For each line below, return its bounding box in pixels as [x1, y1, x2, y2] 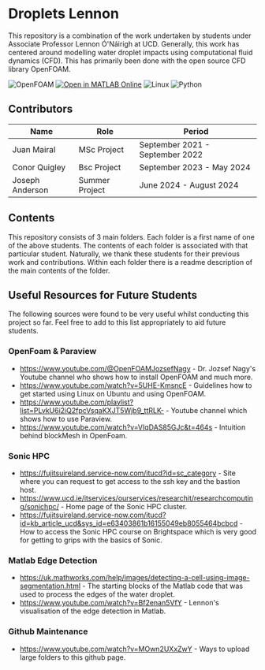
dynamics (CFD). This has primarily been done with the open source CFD [8, 56, 246, 65]
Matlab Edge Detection [8, 555, 98, 566]
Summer [78, 174, 110, 185]
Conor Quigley [12, 162, 65, 173]
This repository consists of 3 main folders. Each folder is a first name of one [8, 232, 255, 241]
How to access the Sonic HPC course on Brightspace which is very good [19, 527, 257, 536]
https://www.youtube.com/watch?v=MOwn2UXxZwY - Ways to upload [19, 644, 250, 653]
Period [183, 125, 209, 136]
